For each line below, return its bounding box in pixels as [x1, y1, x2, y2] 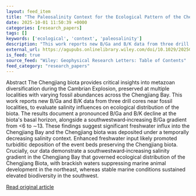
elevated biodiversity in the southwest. [6, 172, 99, 179]
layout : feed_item [6, 8, 51, 15]
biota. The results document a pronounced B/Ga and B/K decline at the [6, 110, 177, 117]
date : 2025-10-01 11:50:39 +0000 [6, 19, 87, 25]
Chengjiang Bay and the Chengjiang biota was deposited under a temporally [6, 129, 190, 136]
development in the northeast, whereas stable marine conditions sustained [6, 166, 185, 173]
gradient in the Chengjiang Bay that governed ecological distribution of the [6, 153, 185, 161]
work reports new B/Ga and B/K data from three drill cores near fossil [6, 98, 173, 105]
